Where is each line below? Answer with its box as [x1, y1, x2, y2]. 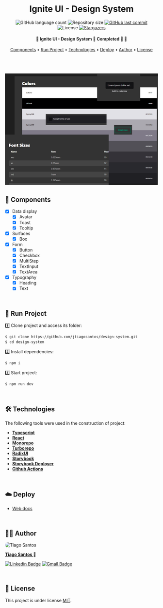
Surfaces [12, 230, 31, 236]
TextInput [19, 264, 39, 269]
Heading [19, 280, 36, 286]
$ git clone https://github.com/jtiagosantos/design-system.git [5, 335, 138, 340]
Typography [12, 274, 37, 281]
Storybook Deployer [12, 461, 54, 467]
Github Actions [12, 466, 44, 472]
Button [19, 247, 33, 253]
